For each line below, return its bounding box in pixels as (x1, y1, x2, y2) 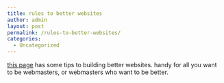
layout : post (7, 23, 45, 29)
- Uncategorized (13, 42, 60, 49)
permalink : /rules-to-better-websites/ (7, 29, 121, 36)
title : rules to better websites (7, 10, 103, 17)
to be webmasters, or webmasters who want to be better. (7, 68, 169, 76)
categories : (7, 36, 41, 43)
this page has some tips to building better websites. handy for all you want (7, 61, 217, 69)
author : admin (7, 16, 48, 23)
